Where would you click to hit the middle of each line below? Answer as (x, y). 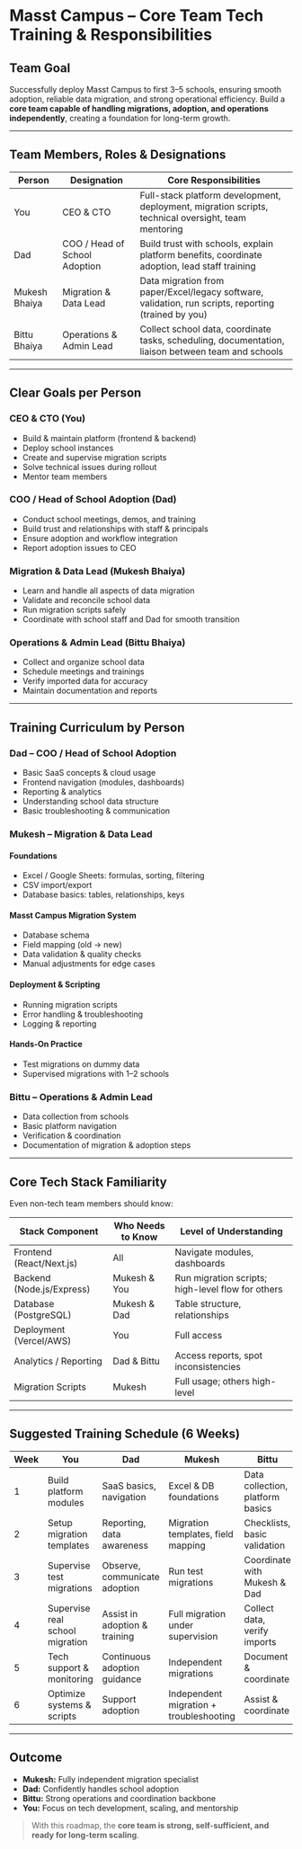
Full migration (197, 1613)
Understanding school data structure (90, 802)
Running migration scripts (70, 1004)
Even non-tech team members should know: (91, 1203)
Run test (186, 1571)
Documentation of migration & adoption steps (107, 1145)
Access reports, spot (219, 1356)
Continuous (126, 1657)
